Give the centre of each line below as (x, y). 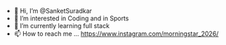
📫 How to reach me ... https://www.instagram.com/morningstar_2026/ (116, 34)
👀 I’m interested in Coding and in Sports (71, 18)
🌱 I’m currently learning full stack (62, 26)
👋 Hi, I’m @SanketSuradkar (53, 11)
